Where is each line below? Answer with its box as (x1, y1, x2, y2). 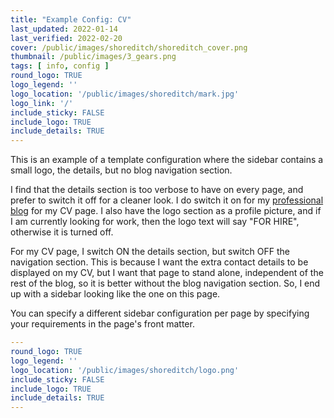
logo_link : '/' (10, 98, 74, 108)
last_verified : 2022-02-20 (10, 33, 123, 43)
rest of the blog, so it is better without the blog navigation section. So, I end (10, 277, 321, 290)
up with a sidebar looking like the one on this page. (10, 288, 221, 300)
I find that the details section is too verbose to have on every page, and (10, 184, 304, 196)
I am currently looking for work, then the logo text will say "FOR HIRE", (10, 216, 300, 228)
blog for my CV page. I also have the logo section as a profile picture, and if (10, 205, 322, 217)
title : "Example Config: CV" (10, 14, 132, 25)
